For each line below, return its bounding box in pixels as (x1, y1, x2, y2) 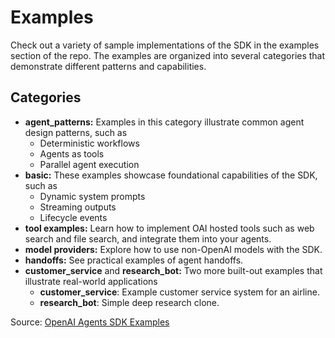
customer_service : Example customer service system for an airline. (39, 286, 320, 298)
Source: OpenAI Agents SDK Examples (10, 316, 170, 328)
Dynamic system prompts (39, 190, 146, 202)
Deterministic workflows (39, 137, 140, 149)
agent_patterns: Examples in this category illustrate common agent (24, 116, 305, 128)
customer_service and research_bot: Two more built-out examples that (24, 264, 323, 276)
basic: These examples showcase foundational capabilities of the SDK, (24, 169, 318, 181)
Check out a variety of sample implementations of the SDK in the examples (10, 39, 320, 51)
